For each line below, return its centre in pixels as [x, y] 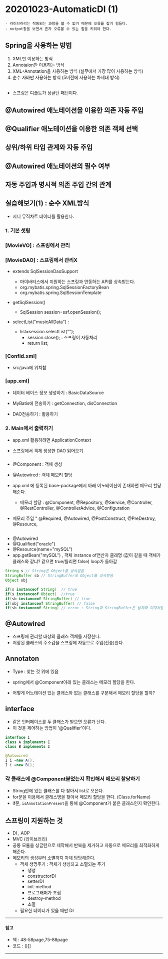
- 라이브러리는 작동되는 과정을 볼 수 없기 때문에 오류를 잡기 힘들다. [67, 24]
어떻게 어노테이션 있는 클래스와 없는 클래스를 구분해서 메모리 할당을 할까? [83, 693]
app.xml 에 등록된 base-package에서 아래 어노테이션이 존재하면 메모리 [82, 485]
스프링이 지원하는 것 [34, 821]
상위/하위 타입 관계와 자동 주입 [49, 147]
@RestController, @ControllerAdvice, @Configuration [75, 508]
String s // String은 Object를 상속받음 [44, 571]
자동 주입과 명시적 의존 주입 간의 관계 [58, 185]
